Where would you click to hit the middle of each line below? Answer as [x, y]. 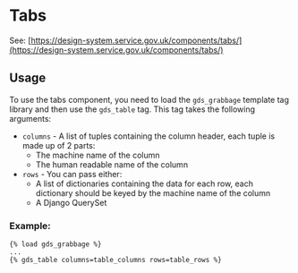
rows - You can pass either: [72, 174]
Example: [30, 226]
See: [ [20, 40]
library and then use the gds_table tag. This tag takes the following [132, 109]
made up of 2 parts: [59, 145]
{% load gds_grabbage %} [55, 244]
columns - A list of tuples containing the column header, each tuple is [149, 136]
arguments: [30, 118]
